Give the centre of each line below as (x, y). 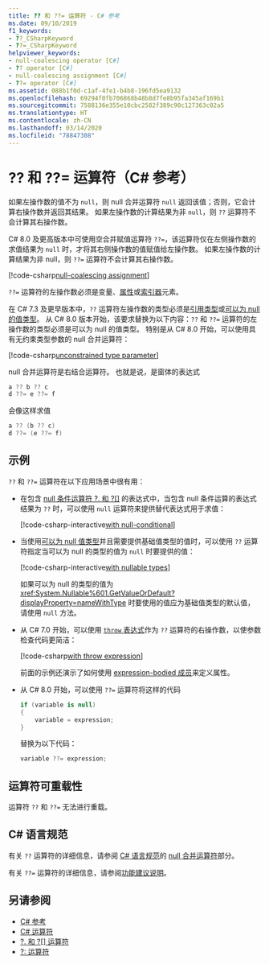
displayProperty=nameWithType (73, 602)
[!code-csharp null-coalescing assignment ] (79, 275)
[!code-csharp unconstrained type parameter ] (84, 355)
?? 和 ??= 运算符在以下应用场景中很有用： (77, 481)
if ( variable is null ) (58, 705)
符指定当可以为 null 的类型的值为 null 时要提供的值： (107, 551)
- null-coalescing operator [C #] (64, 61)
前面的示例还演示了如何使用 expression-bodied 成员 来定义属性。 (127, 672)
